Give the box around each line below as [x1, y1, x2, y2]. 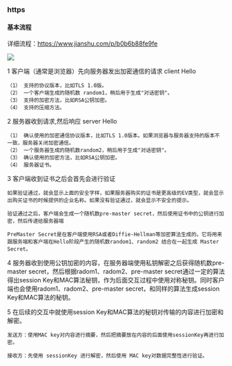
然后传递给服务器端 [17, 218, 64, 225]
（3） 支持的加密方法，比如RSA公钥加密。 [7, 97, 110, 104]
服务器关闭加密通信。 [22, 139, 75, 146]
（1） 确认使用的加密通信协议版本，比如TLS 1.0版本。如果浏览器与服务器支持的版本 [7, 133, 215, 139]
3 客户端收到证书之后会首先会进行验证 [7, 175, 116, 183]
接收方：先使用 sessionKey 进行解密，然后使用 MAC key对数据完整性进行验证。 [7, 352, 209, 360]
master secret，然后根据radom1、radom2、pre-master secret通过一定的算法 [7, 267, 225, 276]
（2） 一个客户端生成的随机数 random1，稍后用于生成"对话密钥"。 [7, 90, 173, 97]
